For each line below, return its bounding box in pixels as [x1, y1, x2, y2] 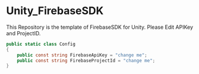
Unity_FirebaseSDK [6, 4, 104, 18]
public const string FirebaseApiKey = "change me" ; [17, 52, 147, 58]
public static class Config [6, 41, 76, 47]
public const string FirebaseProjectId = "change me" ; [17, 58, 156, 63]
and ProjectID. [6, 29, 41, 36]
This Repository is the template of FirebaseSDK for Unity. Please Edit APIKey [6, 23, 194, 31]
